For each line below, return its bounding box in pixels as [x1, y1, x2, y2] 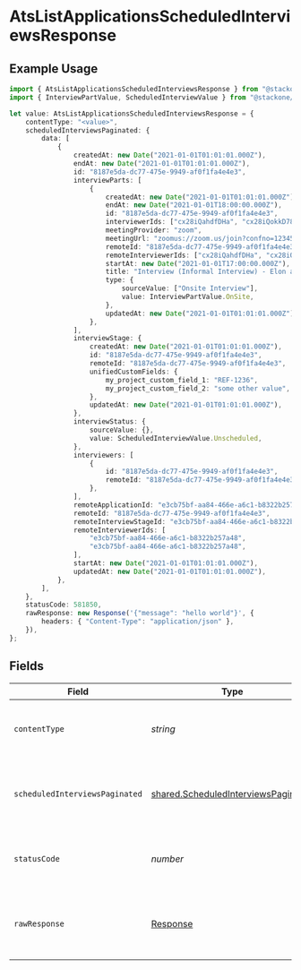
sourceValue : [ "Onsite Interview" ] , [121, 284, 258, 293]
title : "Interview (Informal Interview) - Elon [105, 267, 287, 277]
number [150, 853, 185, 865]
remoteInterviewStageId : [73, 517, 167, 526]
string [150, 723, 176, 735]
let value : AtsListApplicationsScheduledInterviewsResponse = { [9, 109, 254, 118]
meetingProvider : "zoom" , [105, 226, 202, 235]
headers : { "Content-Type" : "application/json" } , [41, 617, 235, 626]
